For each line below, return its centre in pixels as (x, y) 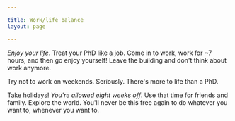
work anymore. (29, 68)
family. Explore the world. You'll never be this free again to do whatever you (117, 102)
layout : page (27, 26)
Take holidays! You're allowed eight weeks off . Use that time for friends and (118, 95)
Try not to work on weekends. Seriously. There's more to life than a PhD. (113, 81)
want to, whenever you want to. (53, 110)
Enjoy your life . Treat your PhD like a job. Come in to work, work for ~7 (110, 53)
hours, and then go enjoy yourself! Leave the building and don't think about (117, 60)
